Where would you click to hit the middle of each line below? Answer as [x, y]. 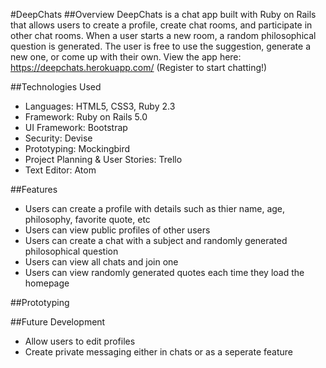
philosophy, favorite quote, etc [87, 219]
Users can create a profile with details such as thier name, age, [155, 208]
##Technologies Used [56, 87]
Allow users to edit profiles [80, 341]
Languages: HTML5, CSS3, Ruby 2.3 [100, 106]
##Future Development [58, 322]
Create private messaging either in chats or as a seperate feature [159, 352]
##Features [34, 189]
